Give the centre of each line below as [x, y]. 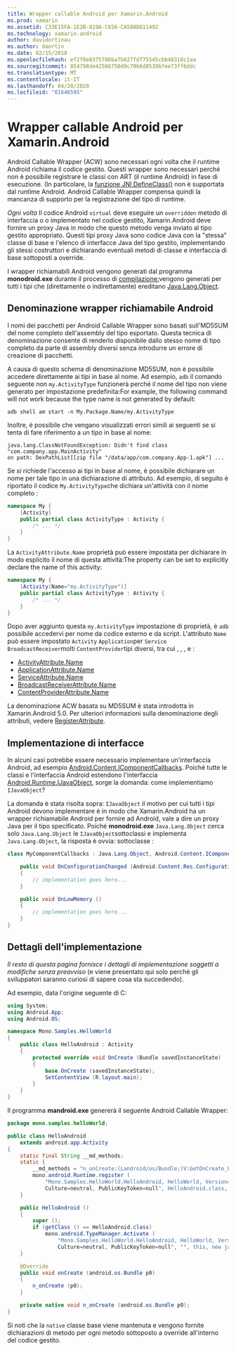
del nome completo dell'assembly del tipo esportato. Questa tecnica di [110, 332]
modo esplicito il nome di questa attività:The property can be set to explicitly [118, 560]
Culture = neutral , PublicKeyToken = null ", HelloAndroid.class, [136, 1188]
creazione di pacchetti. [40, 355]
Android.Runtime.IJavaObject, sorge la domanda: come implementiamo [110, 783]
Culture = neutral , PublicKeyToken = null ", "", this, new [139, 1247]
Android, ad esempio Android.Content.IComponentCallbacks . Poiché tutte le [117, 768]
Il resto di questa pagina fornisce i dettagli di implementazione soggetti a [113, 964]
